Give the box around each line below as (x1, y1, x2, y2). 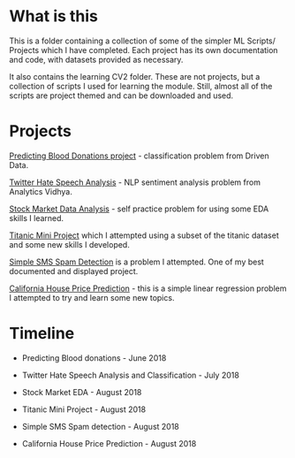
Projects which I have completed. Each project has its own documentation (9, 44, 278, 55)
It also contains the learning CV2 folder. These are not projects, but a (9, 71, 261, 81)
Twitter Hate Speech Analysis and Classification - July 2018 (21, 370, 240, 380)
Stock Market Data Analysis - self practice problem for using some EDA (9, 203, 269, 214)
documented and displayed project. (9, 265, 139, 276)
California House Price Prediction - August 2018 (21, 438, 197, 448)
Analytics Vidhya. (9, 186, 73, 196)
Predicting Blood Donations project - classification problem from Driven (9, 150, 269, 161)
